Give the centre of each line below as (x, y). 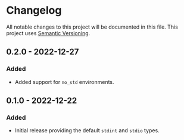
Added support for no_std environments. (64, 82)
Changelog (34, 10)
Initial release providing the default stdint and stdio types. (87, 130)
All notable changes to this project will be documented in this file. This (92, 27)
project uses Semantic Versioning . (48, 33)
